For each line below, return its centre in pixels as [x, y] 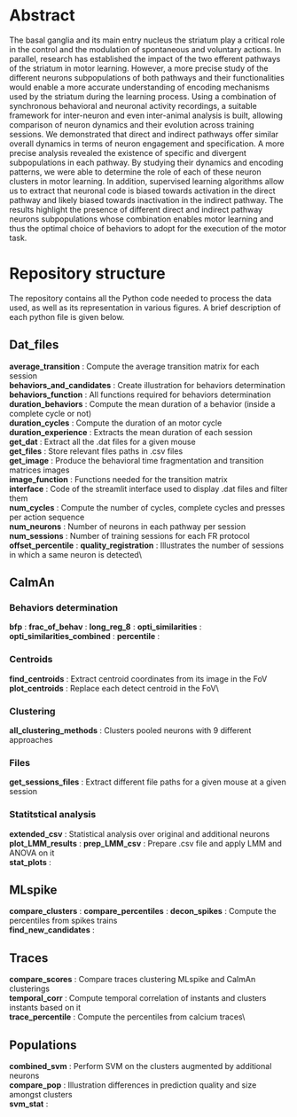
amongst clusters [41, 1094]
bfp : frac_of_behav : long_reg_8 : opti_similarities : [106, 627]
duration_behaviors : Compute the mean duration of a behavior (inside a [142, 403]
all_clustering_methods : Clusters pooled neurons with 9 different [130, 730]
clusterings [30, 988]
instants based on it [45, 1008]
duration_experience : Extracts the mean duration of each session [131, 432]
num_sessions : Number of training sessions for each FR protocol [129, 535]
